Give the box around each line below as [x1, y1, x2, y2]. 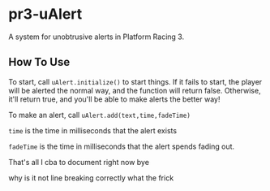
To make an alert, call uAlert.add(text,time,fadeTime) [8, 110, 191, 119]
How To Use [8, 55, 71, 69]
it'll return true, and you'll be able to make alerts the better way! [8, 94, 221, 104]
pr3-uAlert [8, 5, 83, 24]
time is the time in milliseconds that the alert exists [8, 125, 177, 135]
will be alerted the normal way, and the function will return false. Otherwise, [8, 85, 261, 95]
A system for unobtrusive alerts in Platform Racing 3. [8, 32, 185, 41]
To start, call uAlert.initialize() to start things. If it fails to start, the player [8, 76, 263, 86]
